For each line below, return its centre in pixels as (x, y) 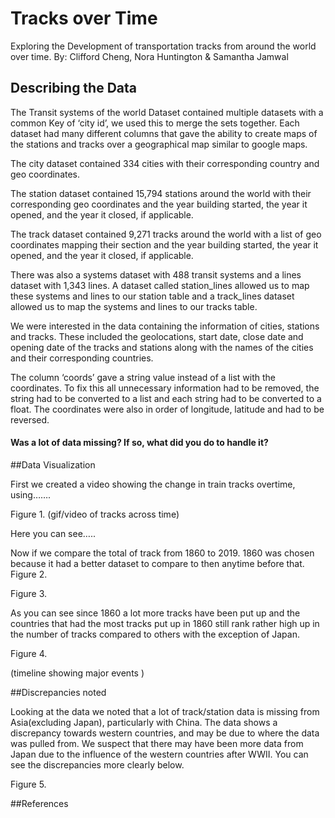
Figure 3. (29, 593)
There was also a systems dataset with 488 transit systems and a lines (156, 274)
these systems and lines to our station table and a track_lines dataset (152, 296)
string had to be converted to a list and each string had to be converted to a (166, 398)
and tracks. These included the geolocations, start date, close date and (157, 336)
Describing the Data (74, 88)
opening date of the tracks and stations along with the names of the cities (162, 347)
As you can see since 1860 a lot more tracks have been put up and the (155, 613)
